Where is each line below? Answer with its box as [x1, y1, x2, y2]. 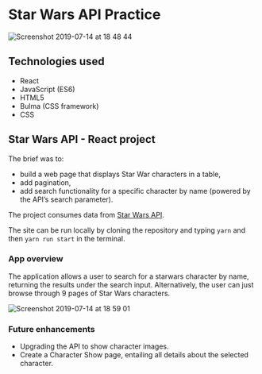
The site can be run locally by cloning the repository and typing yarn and [8, 225, 246, 235]
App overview [8, 253, 64, 264]
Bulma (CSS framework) [19, 101, 99, 110]
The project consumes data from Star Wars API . [8, 210, 164, 219]
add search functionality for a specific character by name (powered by [19, 186, 252, 195]
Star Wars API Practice [8, 6, 161, 24]
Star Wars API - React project [8, 133, 156, 146]
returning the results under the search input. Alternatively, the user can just [8, 280, 254, 289]
